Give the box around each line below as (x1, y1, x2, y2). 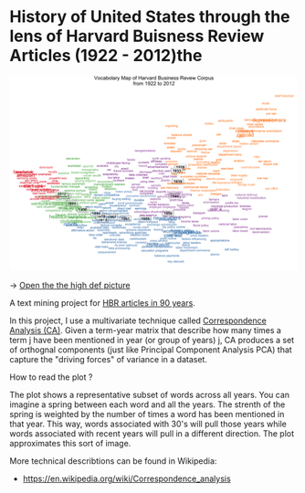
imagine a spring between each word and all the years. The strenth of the (9, 399, 286, 410)
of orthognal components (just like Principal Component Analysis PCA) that (9, 344, 292, 355)
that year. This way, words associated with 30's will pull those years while (9, 418, 288, 430)
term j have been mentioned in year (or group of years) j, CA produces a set (9, 335, 295, 346)
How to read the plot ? (9, 372, 93, 383)
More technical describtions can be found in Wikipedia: (9, 456, 217, 467)
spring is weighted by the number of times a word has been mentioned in (9, 409, 285, 420)
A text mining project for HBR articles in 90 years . (9, 298, 196, 309)
